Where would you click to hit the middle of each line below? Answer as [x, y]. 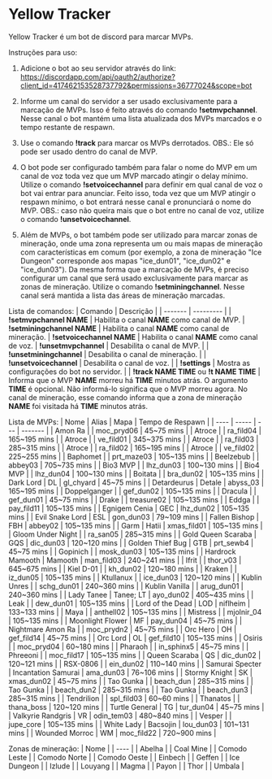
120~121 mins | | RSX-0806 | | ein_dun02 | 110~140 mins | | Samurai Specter [135, 664]
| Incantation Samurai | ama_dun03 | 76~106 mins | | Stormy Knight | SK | [131, 672]
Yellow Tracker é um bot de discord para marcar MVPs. [101, 37]
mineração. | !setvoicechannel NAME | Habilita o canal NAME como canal [133, 337]
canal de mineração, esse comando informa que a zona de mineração [125, 397]
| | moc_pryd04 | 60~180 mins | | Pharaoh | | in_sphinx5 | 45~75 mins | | [129, 646]
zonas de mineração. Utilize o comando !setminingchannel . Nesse [132, 286]
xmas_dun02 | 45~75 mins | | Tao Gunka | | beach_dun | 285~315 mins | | [131, 681]
